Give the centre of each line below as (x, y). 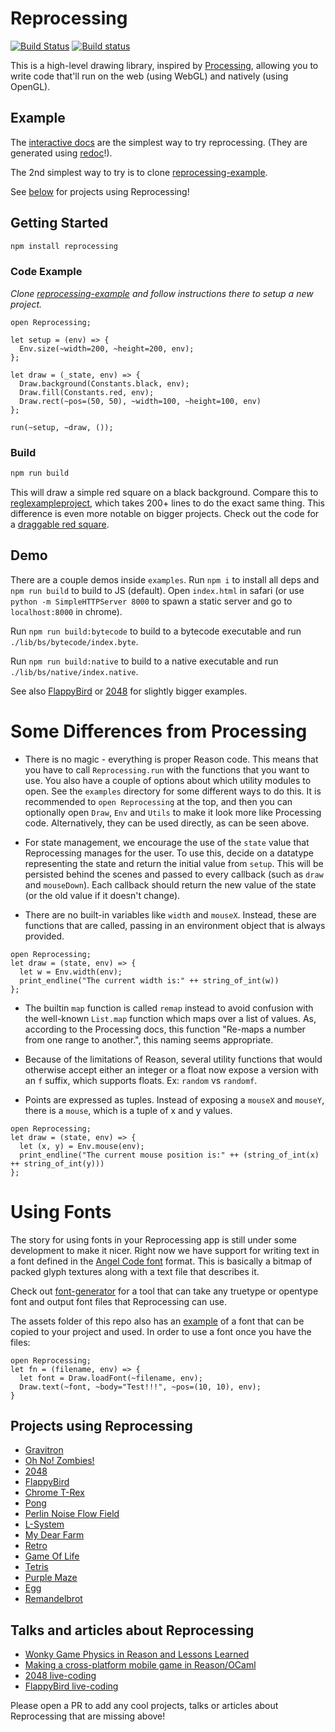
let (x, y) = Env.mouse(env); (82, 1146)
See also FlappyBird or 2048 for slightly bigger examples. (129, 691)
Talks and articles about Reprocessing (132, 1630)
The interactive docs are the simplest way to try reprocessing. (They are (159, 142)
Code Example (46, 272)
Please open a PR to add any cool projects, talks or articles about (144, 1706)
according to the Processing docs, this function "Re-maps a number (165, 1029)
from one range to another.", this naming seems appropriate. (149, 1039)
